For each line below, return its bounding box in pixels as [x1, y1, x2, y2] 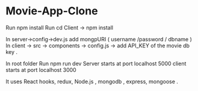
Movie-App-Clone [5, 4, 98, 18]
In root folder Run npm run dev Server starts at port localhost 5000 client [5, 60, 187, 67]
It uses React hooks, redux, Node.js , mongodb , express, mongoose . [5, 78, 179, 85]
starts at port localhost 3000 [5, 66, 76, 73]
